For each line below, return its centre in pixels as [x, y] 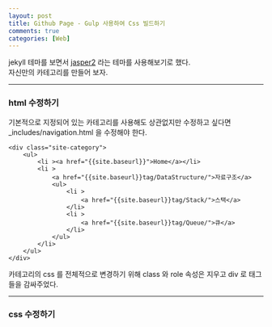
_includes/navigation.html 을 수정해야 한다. [78, 132]
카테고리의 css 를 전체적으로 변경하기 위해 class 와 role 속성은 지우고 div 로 [127, 274]
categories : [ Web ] [39, 38]
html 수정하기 [34, 103]
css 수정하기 [32, 314]
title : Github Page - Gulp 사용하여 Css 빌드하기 [87, 23]
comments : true [34, 31]
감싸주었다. [41, 284]
